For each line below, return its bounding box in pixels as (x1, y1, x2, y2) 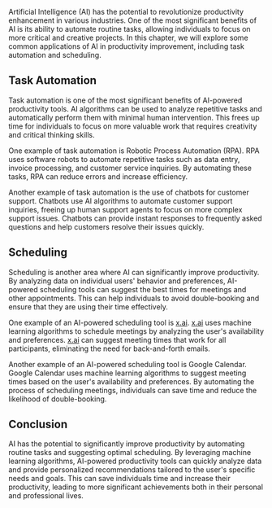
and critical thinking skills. (8, 129, 95, 139)
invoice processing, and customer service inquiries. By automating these (8, 163, 252, 173)
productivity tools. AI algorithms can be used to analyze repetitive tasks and (8, 103, 262, 113)
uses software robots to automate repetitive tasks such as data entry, (8, 154, 240, 164)
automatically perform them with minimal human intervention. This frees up (8, 112, 260, 122)
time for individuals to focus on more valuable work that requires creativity (8, 121, 257, 131)
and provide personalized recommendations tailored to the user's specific (8, 465, 256, 475)
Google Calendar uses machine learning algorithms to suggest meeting (8, 368, 247, 378)
